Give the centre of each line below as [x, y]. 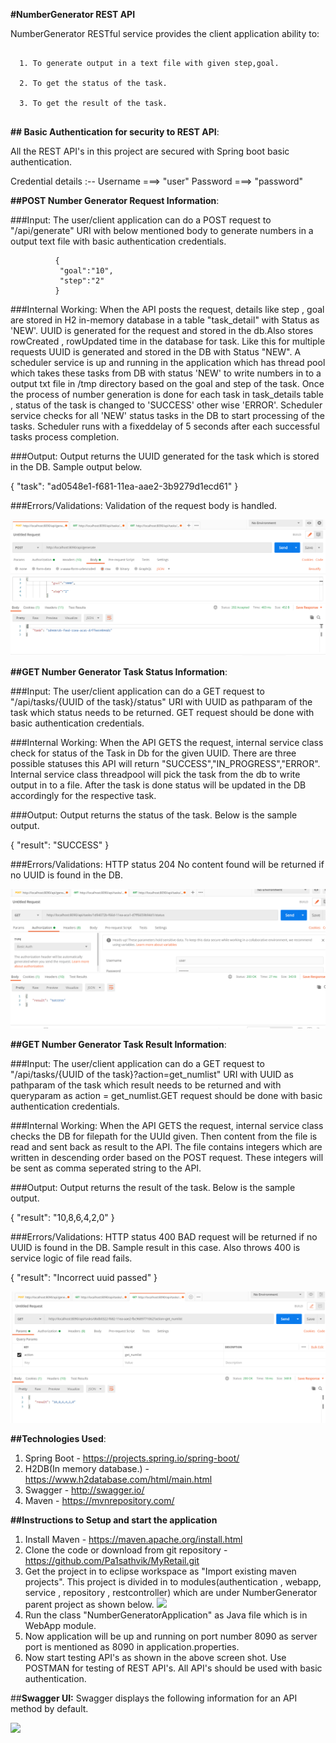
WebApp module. [60, 1626]
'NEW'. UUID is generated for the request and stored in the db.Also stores [162, 330]
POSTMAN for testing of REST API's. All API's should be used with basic [173, 1668]
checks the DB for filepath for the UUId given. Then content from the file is [164, 1136]
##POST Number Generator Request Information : [115, 200]
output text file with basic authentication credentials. [118, 241]
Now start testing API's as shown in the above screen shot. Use [155, 1658]
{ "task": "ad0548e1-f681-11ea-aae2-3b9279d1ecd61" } [124, 486]
